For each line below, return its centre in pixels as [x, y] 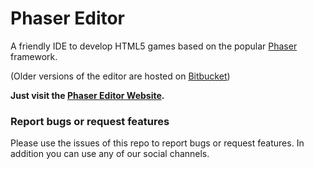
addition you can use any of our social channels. [110, 154]
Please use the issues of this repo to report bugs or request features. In [157, 143]
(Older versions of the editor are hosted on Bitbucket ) [120, 76]
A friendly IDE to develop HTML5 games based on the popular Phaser [154, 46]
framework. [34, 56]
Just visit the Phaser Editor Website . [87, 95]
